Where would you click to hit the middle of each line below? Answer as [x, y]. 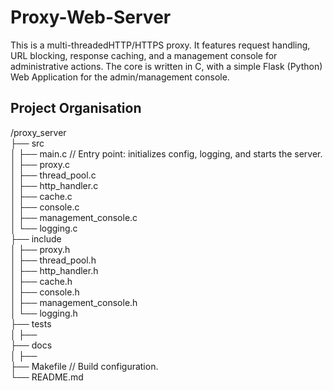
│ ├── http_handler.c [54, 185]
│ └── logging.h [44, 313]
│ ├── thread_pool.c [53, 175]
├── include [36, 238]
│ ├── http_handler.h [54, 270]
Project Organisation [76, 108]
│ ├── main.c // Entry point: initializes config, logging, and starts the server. [166, 153]
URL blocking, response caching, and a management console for [144, 55]
